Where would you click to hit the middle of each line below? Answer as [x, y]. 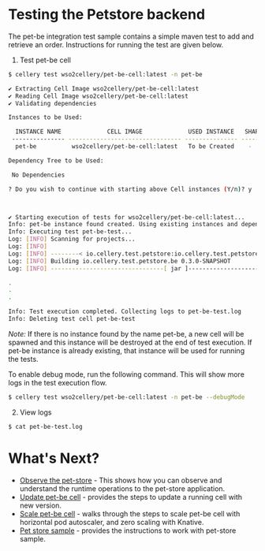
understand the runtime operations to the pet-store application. [122, 488]
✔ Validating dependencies [52, 103]
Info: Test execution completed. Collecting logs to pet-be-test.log [125, 312]
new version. [40, 505]
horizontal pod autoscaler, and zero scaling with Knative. [112, 522]
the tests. [23, 359]
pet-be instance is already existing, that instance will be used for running [127, 350]
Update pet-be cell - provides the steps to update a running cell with [131, 497]
